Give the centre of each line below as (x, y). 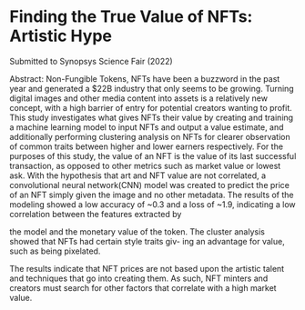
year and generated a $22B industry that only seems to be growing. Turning (152, 88)
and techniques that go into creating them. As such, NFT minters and (139, 278)
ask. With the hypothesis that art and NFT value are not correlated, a (138, 175)
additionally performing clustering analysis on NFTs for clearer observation (150, 136)
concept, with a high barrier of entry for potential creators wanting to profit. (151, 107)
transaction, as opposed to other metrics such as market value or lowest (145, 165)
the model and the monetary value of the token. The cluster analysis (137, 231)
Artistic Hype (61, 36)
